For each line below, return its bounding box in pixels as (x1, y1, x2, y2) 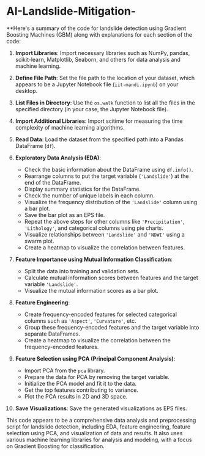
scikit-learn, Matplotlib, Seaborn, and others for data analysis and (15, 56, 181, 63)
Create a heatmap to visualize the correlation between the (24, 336, 171, 344)
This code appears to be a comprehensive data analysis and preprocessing (6, 416, 196, 424)
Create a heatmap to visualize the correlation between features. (24, 243, 185, 251)
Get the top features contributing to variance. (24, 386, 139, 394)
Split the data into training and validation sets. (24, 267, 140, 274)
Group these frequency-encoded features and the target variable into (24, 323, 199, 331)
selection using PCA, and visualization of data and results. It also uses (6, 429, 183, 436)
